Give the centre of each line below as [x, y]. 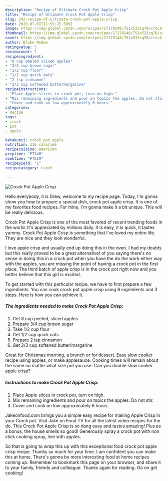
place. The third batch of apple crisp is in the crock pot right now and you [81, 269]
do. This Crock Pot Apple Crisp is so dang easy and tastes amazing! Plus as [83, 426]
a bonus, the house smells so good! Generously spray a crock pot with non [82, 431]
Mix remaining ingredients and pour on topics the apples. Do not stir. [83, 400]
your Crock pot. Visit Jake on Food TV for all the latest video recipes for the [83, 421]
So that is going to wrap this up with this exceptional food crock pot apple [81, 446]
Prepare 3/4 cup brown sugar [43, 324]
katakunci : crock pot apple [34, 140]
